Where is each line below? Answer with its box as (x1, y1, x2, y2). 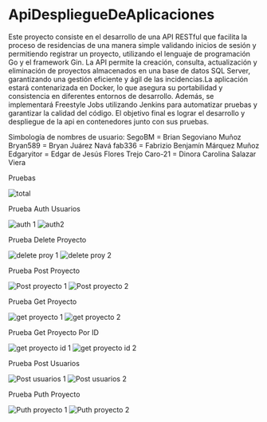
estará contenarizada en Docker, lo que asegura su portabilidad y (8, 82, 223, 93)
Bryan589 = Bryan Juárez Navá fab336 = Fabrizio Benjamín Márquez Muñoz (8, 140, 260, 150)
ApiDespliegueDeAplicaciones (8, 6, 215, 24)
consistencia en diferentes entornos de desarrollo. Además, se (8, 91, 214, 101)
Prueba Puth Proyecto (8, 389, 80, 399)
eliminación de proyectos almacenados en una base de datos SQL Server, (8, 65, 251, 75)
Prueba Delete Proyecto (8, 235, 87, 244)
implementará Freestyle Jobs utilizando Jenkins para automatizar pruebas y (8, 100, 257, 109)
